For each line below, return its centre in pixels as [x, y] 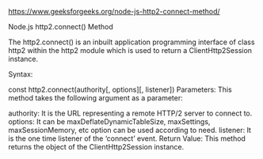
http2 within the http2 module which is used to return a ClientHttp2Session [130, 50]
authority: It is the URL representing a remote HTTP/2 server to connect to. [130, 113]
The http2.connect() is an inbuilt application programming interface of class [131, 42]
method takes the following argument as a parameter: [96, 98]
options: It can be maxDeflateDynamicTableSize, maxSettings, [109, 121]
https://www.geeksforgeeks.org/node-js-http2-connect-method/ [114, 11]
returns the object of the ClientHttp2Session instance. [96, 147]
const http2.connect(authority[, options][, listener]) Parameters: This [120, 89]
